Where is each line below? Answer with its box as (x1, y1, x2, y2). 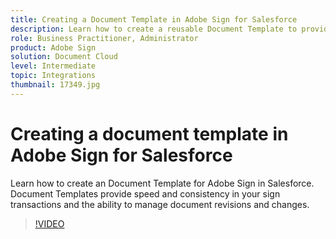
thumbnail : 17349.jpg (10, 80, 101, 90)
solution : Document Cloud (10, 52, 118, 62)
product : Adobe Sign (10, 42, 97, 53)
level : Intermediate (10, 61, 97, 71)
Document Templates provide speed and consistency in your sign (10, 187, 281, 200)
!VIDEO (34, 217, 65, 230)
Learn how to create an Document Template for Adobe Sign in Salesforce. (10, 177, 315, 189)
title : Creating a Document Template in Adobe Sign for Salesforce (10, 14, 298, 25)
